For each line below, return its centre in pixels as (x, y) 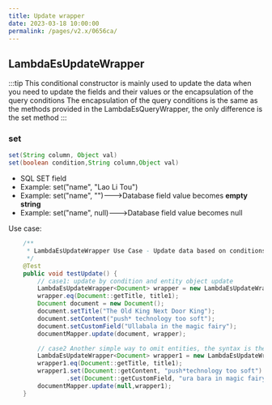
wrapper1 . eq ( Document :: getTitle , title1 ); (110, 364)
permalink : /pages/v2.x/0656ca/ (63, 31)
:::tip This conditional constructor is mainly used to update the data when (130, 83)
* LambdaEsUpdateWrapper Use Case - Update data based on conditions (146, 251)
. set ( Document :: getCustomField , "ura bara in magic (155, 379)
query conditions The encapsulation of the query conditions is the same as (133, 100)
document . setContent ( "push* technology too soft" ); (127, 318)
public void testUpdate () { (70, 273)
